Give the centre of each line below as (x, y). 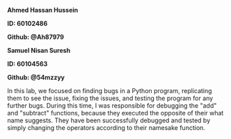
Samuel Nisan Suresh (39, 50)
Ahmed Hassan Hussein (43, 10)
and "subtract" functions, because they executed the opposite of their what (115, 113)
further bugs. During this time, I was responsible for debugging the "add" (112, 106)
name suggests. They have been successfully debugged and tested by (109, 120)
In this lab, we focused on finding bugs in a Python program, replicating (110, 91)
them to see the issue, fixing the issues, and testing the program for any (110, 98)
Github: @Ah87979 (36, 37)
